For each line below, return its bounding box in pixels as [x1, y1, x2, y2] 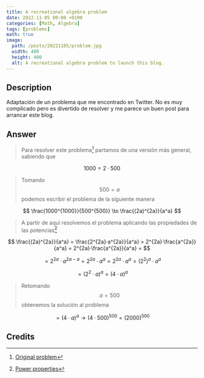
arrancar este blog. [6, 111, 55, 119]
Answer [6, 129, 37, 139]
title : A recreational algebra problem [6, 9, 107, 15]
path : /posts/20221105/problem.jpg [12, 43, 102, 49]
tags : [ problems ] [6, 26, 50, 32]
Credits [6, 331, 35, 341]
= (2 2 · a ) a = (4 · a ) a [78, 269, 128, 278]
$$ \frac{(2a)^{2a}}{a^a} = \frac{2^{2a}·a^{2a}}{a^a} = [7, 238, 144, 245]
